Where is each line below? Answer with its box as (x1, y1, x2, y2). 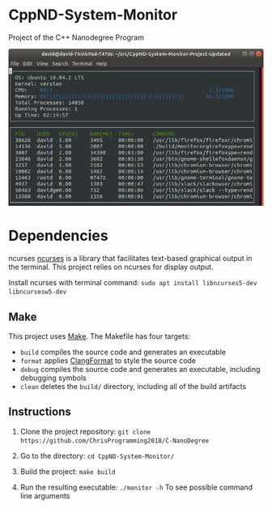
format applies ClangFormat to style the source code (19, 356, 197, 366)
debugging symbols (19, 373, 87, 383)
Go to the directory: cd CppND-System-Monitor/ (19, 451, 175, 460)
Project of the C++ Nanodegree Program (8, 32, 144, 42)
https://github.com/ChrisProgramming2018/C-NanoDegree (19, 436, 210, 445)
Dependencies (8, 227, 108, 245)
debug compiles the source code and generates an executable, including (19, 365, 261, 374)
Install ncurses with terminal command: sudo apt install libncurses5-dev (8, 278, 257, 288)
